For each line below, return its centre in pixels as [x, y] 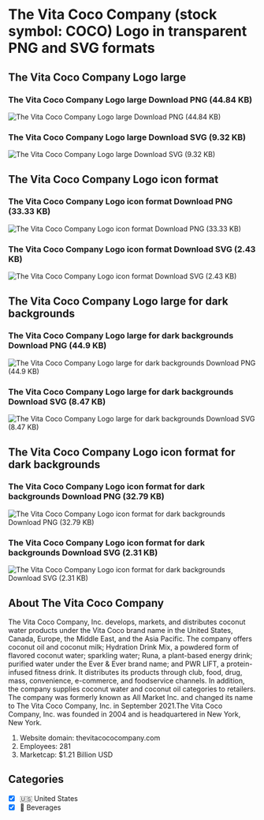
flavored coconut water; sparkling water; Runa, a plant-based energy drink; [130, 655]
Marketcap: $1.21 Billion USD [66, 754]
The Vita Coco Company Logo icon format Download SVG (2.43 [132, 249]
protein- [239, 664]
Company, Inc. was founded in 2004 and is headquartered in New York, [125, 714]
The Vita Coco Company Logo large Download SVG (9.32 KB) [127, 137]
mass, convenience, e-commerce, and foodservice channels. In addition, [126, 680]
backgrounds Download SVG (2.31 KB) [83, 552]
